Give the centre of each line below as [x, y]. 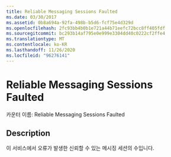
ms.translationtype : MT [36, 39]
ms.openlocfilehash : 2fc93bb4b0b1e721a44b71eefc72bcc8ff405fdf [86, 28]
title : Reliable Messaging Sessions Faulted [62, 12]
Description [28, 133]
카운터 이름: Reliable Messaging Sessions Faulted [66, 114]
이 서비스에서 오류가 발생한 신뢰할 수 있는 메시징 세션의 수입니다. [80, 148]
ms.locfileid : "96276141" [38, 55]
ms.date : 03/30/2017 [32, 17]
